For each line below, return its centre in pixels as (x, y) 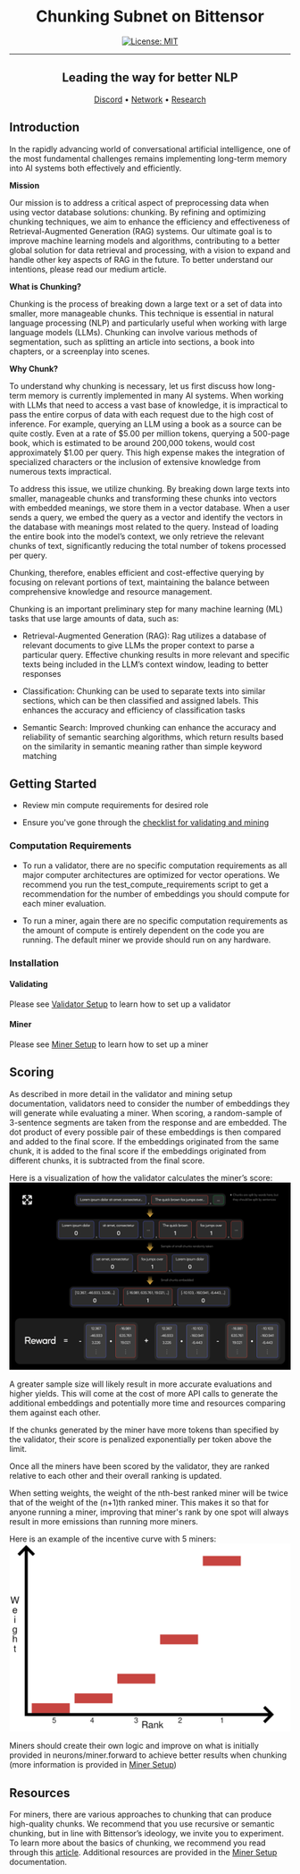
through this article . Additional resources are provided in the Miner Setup (143, 1852)
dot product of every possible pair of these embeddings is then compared (145, 1132)
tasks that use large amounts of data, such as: (94, 618)
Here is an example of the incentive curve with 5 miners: (113, 1539)
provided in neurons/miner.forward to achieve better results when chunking (148, 1755)
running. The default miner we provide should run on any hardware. (146, 940)
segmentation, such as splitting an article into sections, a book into (132, 342)
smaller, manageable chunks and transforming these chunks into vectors (143, 498)
